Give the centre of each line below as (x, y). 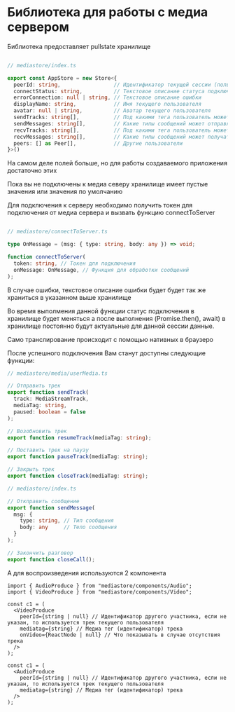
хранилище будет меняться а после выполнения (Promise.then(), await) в (116, 318)
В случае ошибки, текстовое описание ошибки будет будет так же (107, 290)
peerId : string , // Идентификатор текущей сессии (112, 85)
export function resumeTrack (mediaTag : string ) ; (79, 438)
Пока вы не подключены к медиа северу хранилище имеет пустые (108, 184)
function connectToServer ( (47, 257)
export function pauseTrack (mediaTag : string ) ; (78, 457)
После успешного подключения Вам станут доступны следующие (107, 353)
